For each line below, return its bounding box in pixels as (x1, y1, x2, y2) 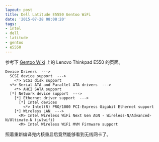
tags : (5, 21, 17, 27)
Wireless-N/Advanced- (106, 113, 152, 118)
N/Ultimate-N (5, 117, 33, 122)
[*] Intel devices (18, 100, 57, 105)
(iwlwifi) (34, 117, 55, 122)
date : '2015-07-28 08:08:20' (5, 17, 66, 22)
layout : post (5, 7, 33, 13)
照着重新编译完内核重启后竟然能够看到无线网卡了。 (5, 131, 111, 137)
